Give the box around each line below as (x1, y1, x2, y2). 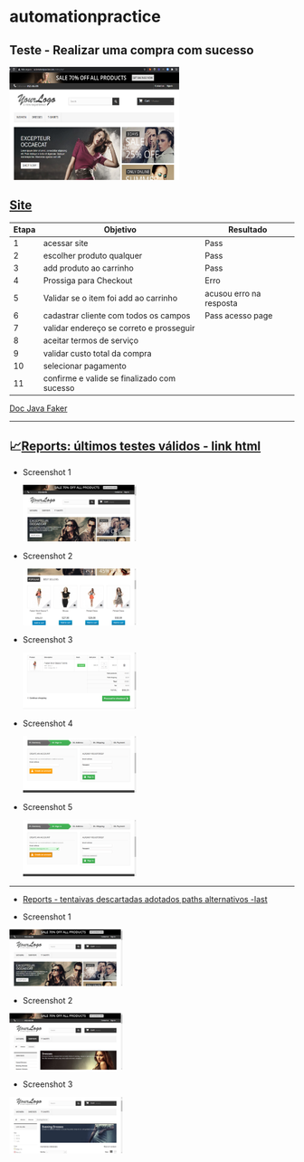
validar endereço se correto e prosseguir (43, 323, 195, 334)
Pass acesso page (204, 310, 273, 320)
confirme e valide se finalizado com (43, 373, 176, 384)
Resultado (227, 224, 268, 235)
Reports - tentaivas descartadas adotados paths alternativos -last (22, 894, 269, 905)
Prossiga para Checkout (43, 275, 133, 286)
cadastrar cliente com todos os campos (43, 310, 191, 320)
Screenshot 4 (22, 718, 74, 729)
